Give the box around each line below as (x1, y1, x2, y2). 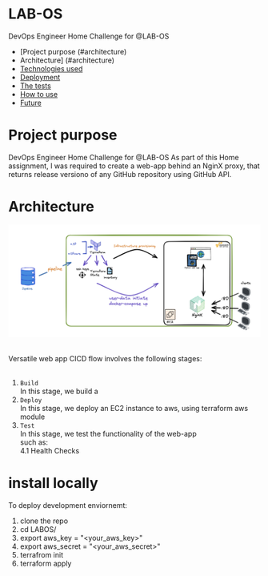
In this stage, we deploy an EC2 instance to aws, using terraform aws (19, 404, 249, 413)
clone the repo (19, 516, 69, 526)
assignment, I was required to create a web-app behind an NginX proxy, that (8, 161, 260, 171)
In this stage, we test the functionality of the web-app (19, 429, 198, 439)
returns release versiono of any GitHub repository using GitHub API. (8, 169, 232, 179)
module (19, 412, 46, 421)
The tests (19, 81, 52, 91)
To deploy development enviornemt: (8, 501, 128, 510)
